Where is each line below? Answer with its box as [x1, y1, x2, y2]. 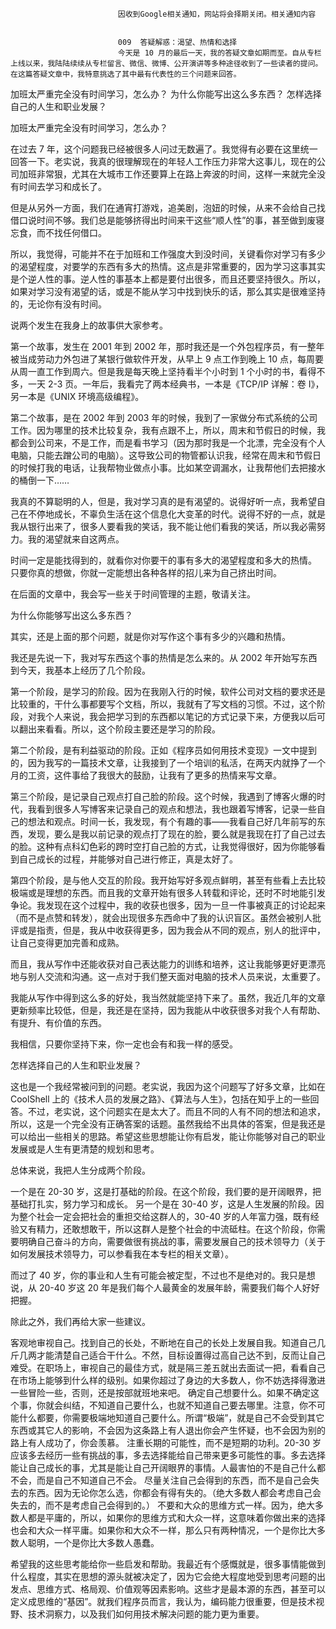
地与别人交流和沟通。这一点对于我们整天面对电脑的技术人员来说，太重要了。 [10, 971, 326, 982]
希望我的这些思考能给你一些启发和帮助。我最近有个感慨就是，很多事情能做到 [10, 1558, 326, 1570]
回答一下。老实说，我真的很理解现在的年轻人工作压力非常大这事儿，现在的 [10, 156, 317, 167]
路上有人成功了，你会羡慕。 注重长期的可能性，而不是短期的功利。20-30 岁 [10, 1437, 322, 1448]
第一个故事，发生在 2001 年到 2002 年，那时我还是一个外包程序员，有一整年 [10, 341, 325, 352]
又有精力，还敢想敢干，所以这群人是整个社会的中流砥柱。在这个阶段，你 [18, 1223, 317, 1235]
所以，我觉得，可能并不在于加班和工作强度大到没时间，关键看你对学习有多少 [10, 248, 326, 260]
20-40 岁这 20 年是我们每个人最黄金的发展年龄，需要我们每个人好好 [38, 1282, 320, 1293]
